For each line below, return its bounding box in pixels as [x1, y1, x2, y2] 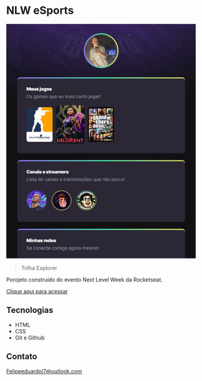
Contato [6, 351, 37, 362]
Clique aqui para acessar [6, 288, 68, 295]
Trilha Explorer [20, 264, 58, 271]
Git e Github [14, 334, 45, 341]
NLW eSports [6, 4, 74, 17]
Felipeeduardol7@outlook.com [6, 367, 82, 374]
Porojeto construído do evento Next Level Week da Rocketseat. [6, 276, 163, 283]
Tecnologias [6, 305, 54, 315]
